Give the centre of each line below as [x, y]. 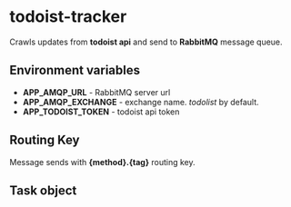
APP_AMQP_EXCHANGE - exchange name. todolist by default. [140, 102]
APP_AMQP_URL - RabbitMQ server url [96, 92]
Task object [43, 190]
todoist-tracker [68, 17]
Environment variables [75, 70]
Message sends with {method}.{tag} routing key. [102, 162]
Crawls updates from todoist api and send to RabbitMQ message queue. [146, 42]
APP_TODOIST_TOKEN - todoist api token [101, 112]
